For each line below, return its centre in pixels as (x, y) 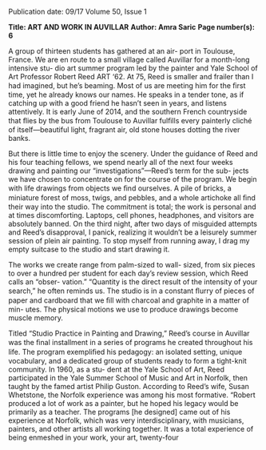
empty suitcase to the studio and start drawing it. (89, 249)
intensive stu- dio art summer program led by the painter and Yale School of (133, 68)
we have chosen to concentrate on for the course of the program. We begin (133, 179)
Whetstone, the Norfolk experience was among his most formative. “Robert (132, 395)
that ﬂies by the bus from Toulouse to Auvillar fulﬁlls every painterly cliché (130, 121)
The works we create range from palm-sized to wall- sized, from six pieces (132, 265)
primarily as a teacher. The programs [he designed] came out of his (119, 412)
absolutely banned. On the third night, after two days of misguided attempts (133, 224)
